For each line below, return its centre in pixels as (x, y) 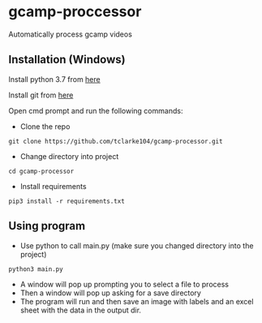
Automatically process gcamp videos (70, 34)
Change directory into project (69, 156)
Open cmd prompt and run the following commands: (96, 110)
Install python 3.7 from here (54, 79)
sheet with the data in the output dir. (81, 310)
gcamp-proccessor (75, 12)
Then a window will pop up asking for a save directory (110, 293)
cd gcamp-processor (41, 171)
